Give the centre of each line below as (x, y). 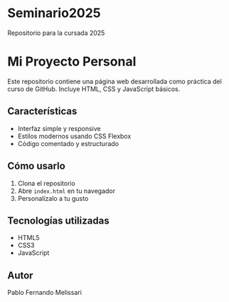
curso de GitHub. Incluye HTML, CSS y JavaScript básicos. (94, 89)
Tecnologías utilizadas (58, 220)
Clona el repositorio (47, 183)
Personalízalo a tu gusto (53, 198)
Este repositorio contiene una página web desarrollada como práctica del (114, 81)
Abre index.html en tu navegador (66, 191)
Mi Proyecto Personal (72, 62)
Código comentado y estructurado (68, 143)
